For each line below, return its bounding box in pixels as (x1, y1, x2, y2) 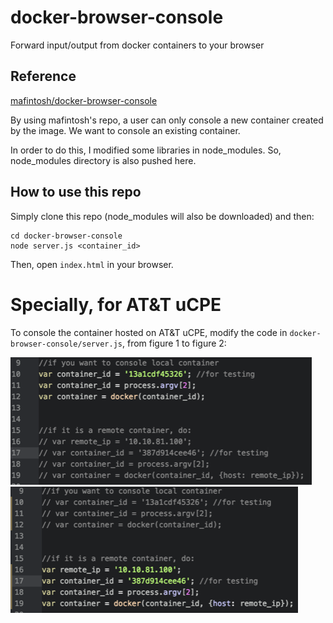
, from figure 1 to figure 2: (121, 337, 227, 349)
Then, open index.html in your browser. (10, 258, 174, 270)
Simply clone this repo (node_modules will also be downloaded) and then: (10, 210, 315, 222)
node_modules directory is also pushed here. (10, 154, 197, 166)
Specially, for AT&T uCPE (10, 293, 222, 316)
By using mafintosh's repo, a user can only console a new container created (10, 114, 324, 126)
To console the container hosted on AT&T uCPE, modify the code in (10, 326, 288, 338)
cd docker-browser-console (10, 231, 123, 241)
